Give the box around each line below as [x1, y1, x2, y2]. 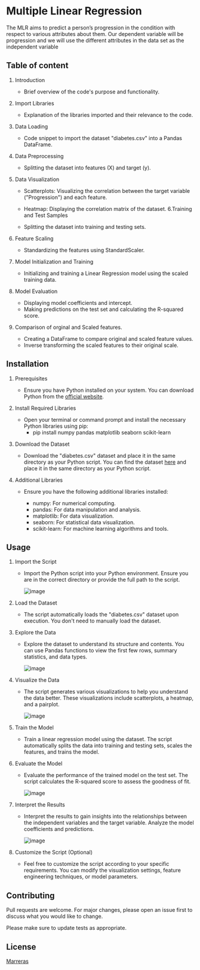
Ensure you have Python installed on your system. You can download [23, 386, 194, 394]
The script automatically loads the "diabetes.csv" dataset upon [23, 611, 179, 618]
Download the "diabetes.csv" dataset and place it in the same [23, 452, 176, 459]
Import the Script [14, 558, 57, 566]
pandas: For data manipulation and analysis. [32, 506, 141, 513]
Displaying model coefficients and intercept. [23, 299, 133, 306]
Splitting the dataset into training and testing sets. [23, 223, 146, 230]
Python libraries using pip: [23, 422, 88, 430]
